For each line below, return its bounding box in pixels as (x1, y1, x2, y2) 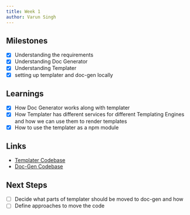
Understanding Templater (14, 65, 77, 72)
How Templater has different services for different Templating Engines (14, 111, 185, 118)
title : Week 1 (6, 8, 41, 15)
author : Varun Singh (6, 14, 57, 20)
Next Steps (6, 180, 48, 190)
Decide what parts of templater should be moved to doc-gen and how (14, 196, 184, 203)
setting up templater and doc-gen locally (14, 71, 113, 78)
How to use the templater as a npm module (14, 124, 119, 131)
